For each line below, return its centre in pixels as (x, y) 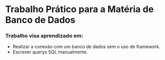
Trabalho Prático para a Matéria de (79, 9)
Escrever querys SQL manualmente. (50, 52)
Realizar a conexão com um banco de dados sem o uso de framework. (87, 47)
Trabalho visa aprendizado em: (44, 36)
